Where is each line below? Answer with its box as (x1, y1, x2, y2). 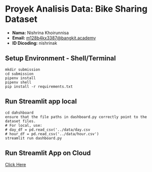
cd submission (5, 71, 34, 76)
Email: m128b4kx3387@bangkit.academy (12, 35, 96, 41)
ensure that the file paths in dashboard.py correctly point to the (5, 114, 147, 120)
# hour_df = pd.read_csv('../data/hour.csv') (5, 131, 99, 137)
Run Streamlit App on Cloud (5, 149, 91, 157)
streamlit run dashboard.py (5, 136, 62, 140)
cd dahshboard (5, 110, 34, 115)
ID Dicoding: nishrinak (12, 40, 57, 46)
